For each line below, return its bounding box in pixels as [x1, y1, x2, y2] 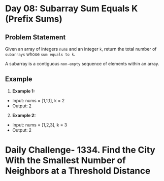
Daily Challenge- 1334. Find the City [5, 145, 156, 155]
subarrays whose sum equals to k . [5, 51, 75, 57]
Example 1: [12, 88, 35, 94]
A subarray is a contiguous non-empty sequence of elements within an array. [5, 61, 160, 66]
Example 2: [12, 112, 36, 118]
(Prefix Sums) [5, 13, 63, 25]
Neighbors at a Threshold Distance [5, 165, 151, 176]
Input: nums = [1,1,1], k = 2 [12, 97, 65, 103]
